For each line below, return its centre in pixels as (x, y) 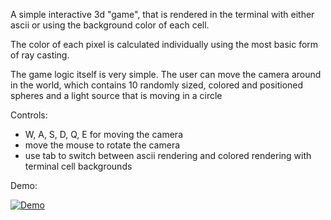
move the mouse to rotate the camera (102, 145)
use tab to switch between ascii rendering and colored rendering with (168, 155)
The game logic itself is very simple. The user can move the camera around (166, 74)
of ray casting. (40, 55)
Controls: (29, 115)
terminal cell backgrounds (78, 166)
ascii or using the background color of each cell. (110, 25)
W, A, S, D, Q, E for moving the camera (103, 134)
